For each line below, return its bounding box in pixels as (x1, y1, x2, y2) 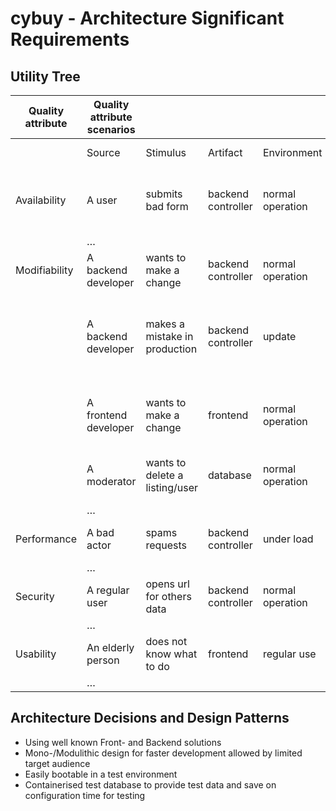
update (262, 330, 297, 343)
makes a (145, 317, 185, 331)
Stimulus (145, 146, 187, 159)
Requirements (10, 28, 130, 51)
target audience (24, 757, 91, 769)
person (86, 653, 120, 667)
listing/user (145, 481, 199, 494)
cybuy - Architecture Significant (10, 7, 285, 30)
